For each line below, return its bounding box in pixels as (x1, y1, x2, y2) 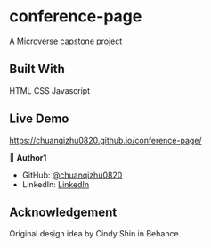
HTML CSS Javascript (9, 85, 91, 95)
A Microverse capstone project (9, 36, 123, 46)
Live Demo (9, 112, 69, 127)
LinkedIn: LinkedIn (21, 178, 90, 189)
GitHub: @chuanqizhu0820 (21, 169, 123, 180)
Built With (9, 62, 65, 77)
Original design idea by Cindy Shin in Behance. (9, 228, 182, 239)
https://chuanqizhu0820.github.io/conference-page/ (9, 135, 202, 145)
